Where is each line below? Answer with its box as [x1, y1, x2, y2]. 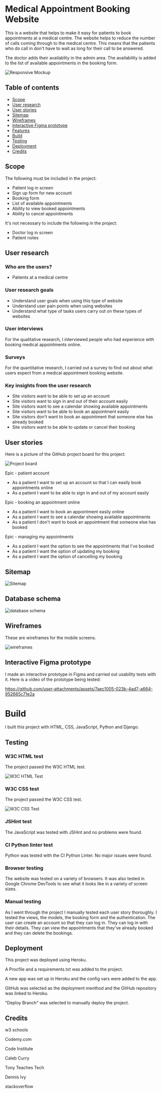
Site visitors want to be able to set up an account [12, 393, 110, 399]
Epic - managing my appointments [5, 534, 74, 540]
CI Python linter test [5, 841, 53, 848]
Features [12, 128, 30, 133]
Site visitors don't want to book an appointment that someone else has [12, 414, 153, 420]
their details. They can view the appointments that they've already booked [5, 924, 153, 931]
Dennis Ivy [5, 1074, 27, 1080]
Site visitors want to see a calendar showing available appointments [12, 403, 148, 410]
